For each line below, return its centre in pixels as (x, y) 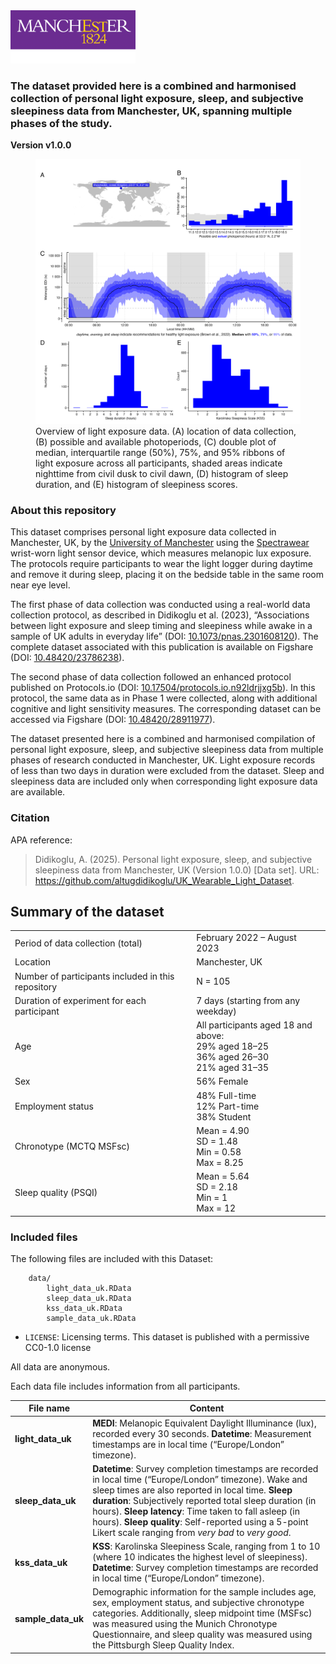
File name (49, 1408)
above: (210, 1036)
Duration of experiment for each (80, 1000)
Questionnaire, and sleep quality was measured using (202, 1635)
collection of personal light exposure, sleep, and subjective (157, 98)
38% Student (224, 1116)
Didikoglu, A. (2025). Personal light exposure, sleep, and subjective (173, 859)
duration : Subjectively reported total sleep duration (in (204, 1500)
